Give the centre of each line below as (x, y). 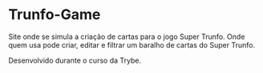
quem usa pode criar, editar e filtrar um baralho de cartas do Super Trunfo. (131, 44)
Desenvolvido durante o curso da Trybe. (75, 60)
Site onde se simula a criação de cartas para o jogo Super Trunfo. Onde (127, 36)
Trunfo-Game (55, 15)
